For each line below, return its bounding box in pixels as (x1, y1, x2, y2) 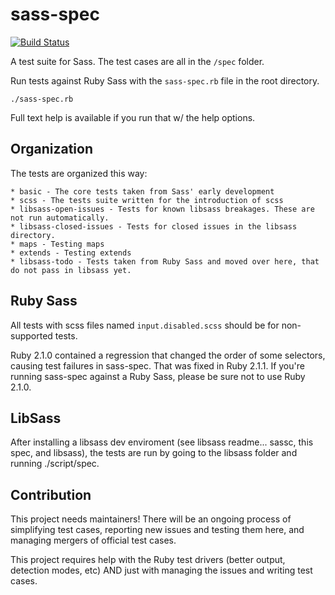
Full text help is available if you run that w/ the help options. (10, 111, 256, 123)
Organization (10, 141, 93, 158)
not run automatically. (10, 213, 110, 223)
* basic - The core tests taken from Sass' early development (10, 186, 275, 197)
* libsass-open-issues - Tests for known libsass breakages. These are (10, 204, 315, 214)
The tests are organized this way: (10, 167, 148, 179)
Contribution (10, 486, 92, 503)
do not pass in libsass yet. (10, 265, 132, 275)
